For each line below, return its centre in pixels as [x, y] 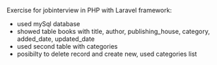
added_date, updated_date [55, 39]
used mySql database [48, 24]
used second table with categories [67, 46]
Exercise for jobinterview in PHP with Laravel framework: [89, 10]
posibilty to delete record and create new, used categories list [107, 54]
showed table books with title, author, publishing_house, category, [113, 31]
